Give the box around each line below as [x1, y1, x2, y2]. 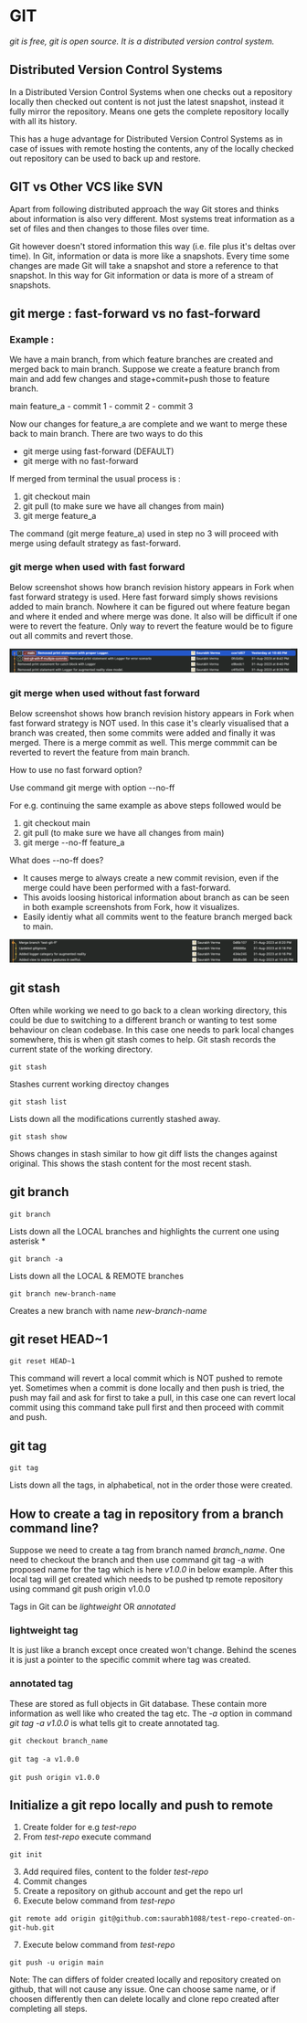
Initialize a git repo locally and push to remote [9, 1797, 274, 1814]
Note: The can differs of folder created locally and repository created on [9, 1975, 281, 1986]
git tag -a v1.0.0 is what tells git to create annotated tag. [9, 1717, 220, 1728]
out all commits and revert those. [9, 630, 134, 641]
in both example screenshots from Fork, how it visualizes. [22, 901, 240, 912]
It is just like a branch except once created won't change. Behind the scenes [9, 1645, 297, 1656]
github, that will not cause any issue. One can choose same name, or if [9, 1984, 276, 1995]
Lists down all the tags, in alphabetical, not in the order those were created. [9, 1479, 293, 1490]
